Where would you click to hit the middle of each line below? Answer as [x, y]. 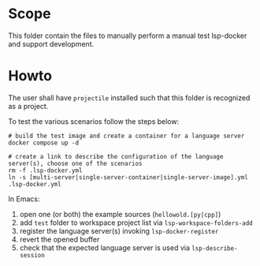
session [32, 255]
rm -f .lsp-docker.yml [45, 170]
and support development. [51, 43]
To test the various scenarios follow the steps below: [94, 121]
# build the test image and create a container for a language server [126, 136]
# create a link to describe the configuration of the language [116, 156]
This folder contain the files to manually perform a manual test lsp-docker [128, 36]
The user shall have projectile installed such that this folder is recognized [129, 97]
